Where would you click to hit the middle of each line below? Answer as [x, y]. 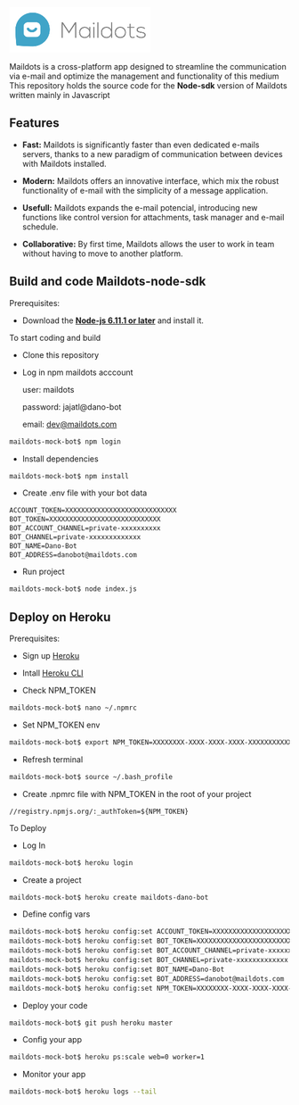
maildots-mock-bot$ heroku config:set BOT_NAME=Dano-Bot [117, 969]
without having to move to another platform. [103, 253]
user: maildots [48, 389]
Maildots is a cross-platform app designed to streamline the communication [148, 66]
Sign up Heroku [51, 656]
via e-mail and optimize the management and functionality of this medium [144, 76]
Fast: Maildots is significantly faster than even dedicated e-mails [141, 145]
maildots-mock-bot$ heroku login [71, 863]
